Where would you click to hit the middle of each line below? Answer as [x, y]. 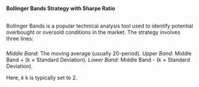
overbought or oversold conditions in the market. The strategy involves [93, 32]
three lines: [20, 38]
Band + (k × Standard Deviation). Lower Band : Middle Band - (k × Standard [98, 60]
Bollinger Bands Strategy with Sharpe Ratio [61, 8]
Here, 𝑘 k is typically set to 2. [42, 77]
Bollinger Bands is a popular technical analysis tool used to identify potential [100, 26]
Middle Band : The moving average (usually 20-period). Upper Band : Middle [99, 53]
